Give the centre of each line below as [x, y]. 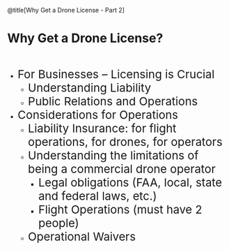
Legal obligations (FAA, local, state [130, 182]
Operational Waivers [81, 236]
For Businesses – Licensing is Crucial [116, 74]
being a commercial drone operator [121, 169]
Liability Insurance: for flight [102, 128]
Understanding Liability [89, 88]
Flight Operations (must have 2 [120, 209]
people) [58, 223]
